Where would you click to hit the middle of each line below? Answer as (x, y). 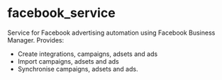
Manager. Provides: (36, 40)
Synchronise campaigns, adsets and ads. (78, 69)
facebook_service (61, 13)
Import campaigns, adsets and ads (68, 61)
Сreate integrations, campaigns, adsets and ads (88, 54)
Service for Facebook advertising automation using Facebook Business (111, 33)
